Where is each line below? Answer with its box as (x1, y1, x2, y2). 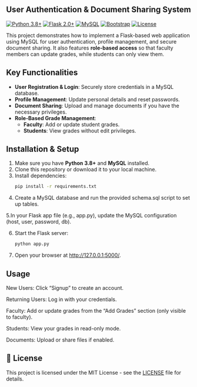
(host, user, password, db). (6, 218, 72, 226)
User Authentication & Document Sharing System (6, 5, 191, 15)
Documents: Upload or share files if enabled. (6, 336, 115, 343)
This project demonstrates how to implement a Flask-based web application (6, 32, 190, 39)
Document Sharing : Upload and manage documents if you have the (14, 102, 179, 109)
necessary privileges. (14, 108, 67, 115)
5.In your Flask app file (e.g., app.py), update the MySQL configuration (6, 212, 177, 219)
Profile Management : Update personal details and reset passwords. (14, 95, 181, 102)
